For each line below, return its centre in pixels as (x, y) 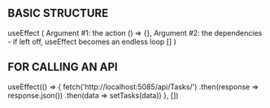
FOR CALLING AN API (63, 67)
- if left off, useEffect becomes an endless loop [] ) (92, 41)
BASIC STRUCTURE (58, 13)
